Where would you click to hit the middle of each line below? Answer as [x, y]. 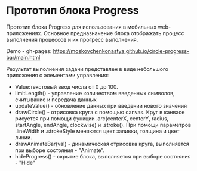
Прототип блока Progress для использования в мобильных [81, 27]
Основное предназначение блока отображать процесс [114, 33]
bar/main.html [23, 57]
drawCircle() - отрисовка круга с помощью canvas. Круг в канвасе [100, 112]
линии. [23, 137]
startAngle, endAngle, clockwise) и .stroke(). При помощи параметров [103, 125]
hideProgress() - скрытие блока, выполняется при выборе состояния [103, 156]
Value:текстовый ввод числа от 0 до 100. [66, 86]
